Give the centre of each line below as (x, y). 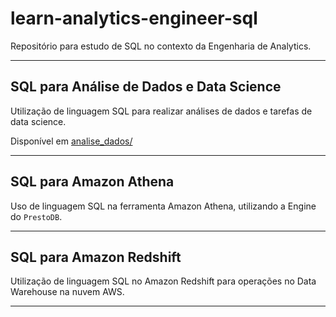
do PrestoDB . (36, 216)
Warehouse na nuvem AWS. (67, 292)
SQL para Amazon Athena (92, 182)
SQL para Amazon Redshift (96, 257)
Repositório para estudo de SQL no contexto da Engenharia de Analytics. (161, 46)
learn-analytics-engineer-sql (134, 18)
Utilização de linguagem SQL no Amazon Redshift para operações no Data (163, 281)
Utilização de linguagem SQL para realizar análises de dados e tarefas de (161, 111)
